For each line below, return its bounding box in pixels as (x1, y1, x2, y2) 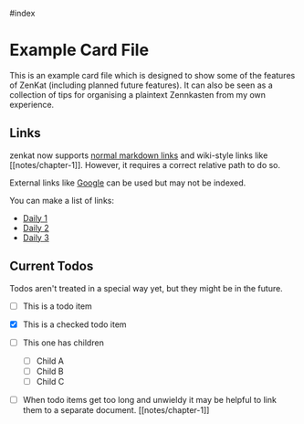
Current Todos (9, 259, 94, 274)
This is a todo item (22, 301, 93, 312)
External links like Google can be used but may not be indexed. (9, 177, 246, 188)
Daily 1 (22, 212, 48, 223)
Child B (36, 366, 64, 376)
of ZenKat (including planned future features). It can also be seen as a (9, 79, 273, 90)
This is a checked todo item (22, 319, 127, 330)
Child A (36, 355, 65, 366)
